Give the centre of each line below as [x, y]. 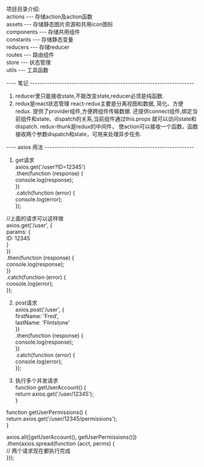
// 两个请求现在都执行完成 [39, 451]
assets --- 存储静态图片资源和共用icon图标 [60, 24]
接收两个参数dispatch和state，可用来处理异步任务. [78, 134]
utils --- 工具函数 [27, 70]
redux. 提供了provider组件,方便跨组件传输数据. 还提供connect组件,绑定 [104, 111]
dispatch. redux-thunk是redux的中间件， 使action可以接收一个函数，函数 [107, 126]
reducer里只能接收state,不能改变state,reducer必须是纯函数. [90, 96]
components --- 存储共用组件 [43, 32]
